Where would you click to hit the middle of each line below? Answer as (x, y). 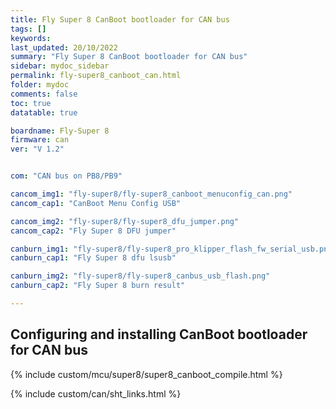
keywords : (31, 38)
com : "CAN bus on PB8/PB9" (66, 176)
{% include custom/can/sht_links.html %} (96, 393)
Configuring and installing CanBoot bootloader (159, 334)
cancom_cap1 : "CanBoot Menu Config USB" (96, 203)
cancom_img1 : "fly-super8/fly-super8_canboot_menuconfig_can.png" (151, 194)
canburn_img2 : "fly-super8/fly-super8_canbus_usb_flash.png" (140, 276)
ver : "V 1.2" (37, 149)
